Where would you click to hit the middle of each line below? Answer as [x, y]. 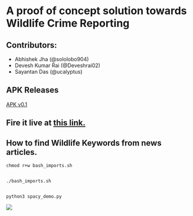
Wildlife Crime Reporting [68, 23]
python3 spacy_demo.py [34, 197]
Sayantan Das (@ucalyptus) [48, 72]
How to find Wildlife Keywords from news [84, 143]
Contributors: [32, 45]
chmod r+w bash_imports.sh [39, 166]
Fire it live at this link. [46, 123]
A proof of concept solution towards [97, 11]
